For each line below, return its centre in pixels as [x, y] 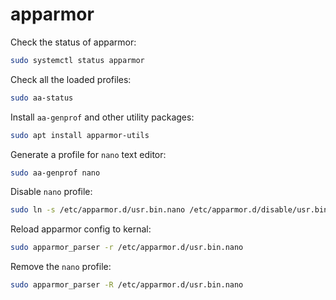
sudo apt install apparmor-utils [80, 135]
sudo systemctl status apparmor [77, 60]
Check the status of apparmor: [73, 42]
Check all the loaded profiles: [71, 79]
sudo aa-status [42, 98]
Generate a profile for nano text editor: [88, 154]
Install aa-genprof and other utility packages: [102, 117]
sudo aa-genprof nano [55, 173]
